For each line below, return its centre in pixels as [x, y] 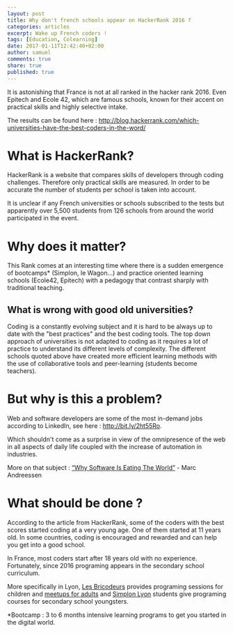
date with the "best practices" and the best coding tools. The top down [109, 334]
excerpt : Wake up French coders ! [57, 33]
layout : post [26, 14]
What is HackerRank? [71, 156]
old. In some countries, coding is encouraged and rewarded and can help [112, 537]
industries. [22, 455]
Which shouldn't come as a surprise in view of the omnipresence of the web [116, 439]
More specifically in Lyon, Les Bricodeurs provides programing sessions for [115, 587]
